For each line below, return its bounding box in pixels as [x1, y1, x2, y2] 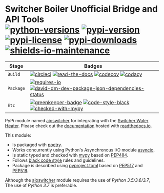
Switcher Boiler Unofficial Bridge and [5, 3, 158, 15]
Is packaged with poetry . [12, 142, 62, 148]
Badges [84, 63, 102, 69]
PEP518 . [12, 168, 29, 173]
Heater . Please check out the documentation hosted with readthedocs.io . [5, 123, 152, 129]
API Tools [5, 14, 44, 25]
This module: [5, 132, 32, 138]
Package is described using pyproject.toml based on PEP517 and [12, 162, 143, 168]
